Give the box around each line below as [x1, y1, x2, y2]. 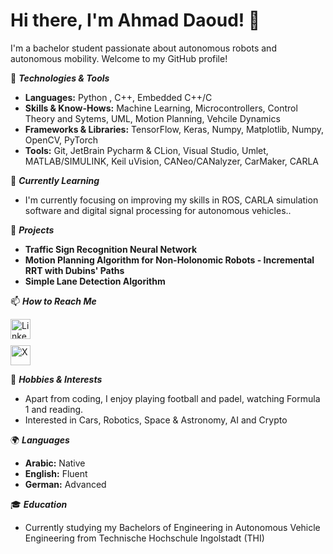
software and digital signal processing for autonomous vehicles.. [24, 204, 292, 216]
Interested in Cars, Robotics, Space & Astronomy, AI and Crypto [24, 414, 288, 426]
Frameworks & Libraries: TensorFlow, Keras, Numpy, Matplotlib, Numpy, [24, 123, 325, 135]
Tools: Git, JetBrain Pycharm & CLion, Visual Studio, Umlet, [24, 144, 269, 156]
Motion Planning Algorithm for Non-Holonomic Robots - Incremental [24, 254, 315, 266]
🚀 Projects [10, 224, 55, 236]
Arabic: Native [24, 457, 86, 469]
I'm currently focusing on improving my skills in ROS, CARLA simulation [24, 194, 319, 206]
